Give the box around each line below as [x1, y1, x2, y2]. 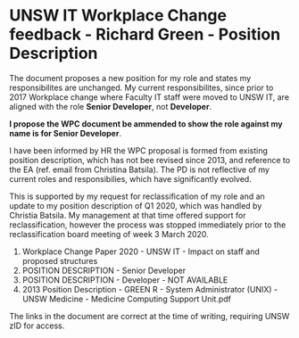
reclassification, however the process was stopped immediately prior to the [9, 219, 287, 230]
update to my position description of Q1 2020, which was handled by [9, 200, 262, 210]
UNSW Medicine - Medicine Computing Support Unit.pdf [21, 293, 232, 304]
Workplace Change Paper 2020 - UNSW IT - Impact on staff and [21, 246, 261, 257]
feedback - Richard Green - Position [9, 24, 281, 45]
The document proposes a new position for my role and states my [9, 72, 252, 83]
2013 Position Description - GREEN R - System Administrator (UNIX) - [21, 284, 278, 294]
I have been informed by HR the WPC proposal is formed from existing [9, 144, 268, 156]
